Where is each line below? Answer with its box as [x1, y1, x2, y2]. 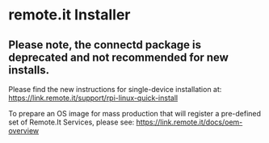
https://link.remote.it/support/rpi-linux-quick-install [8, 93, 179, 103]
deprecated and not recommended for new [8, 50, 229, 64]
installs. [8, 63, 50, 77]
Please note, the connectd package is [8, 38, 202, 52]
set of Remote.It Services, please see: [8, 117, 135, 127]
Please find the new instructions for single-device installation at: [8, 85, 222, 94]
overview [8, 126, 39, 135]
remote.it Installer [8, 6, 131, 24]
